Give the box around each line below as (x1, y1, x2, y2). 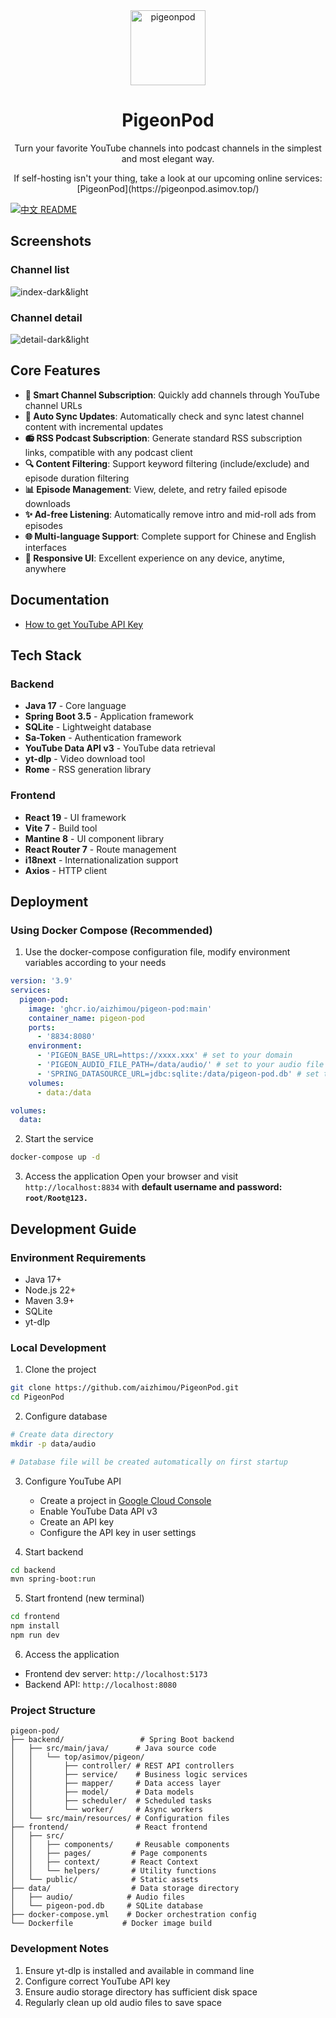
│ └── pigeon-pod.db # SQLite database (10, 1901, 203, 1911)
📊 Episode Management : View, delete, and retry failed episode (24, 483, 288, 495)
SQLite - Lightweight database (24, 721, 152, 733)
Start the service (24, 1133, 94, 1145)
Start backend (24, 1545, 84, 1558)
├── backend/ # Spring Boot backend (10, 1735, 235, 1745)
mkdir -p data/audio (10, 1439, 97, 1449)
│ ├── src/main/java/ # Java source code (10, 1744, 217, 1754)
